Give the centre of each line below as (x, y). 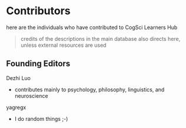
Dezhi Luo (18, 78)
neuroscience (31, 95)
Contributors (38, 11)
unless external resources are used (63, 45)
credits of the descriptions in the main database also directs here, (100, 39)
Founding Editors (38, 64)
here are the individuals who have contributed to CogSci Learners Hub (92, 27)
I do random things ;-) (41, 119)
